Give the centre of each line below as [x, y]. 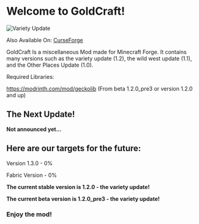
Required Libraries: [30, 77]
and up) [16, 95]
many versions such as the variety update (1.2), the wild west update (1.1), [99, 58]
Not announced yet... [34, 129]
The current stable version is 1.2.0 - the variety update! [78, 187]
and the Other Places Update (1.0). [50, 65]
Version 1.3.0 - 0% [30, 163]
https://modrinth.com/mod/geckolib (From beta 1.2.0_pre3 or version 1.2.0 [99, 88]
